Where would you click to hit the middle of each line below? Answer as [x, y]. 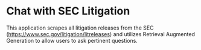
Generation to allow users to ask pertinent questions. [72, 40]
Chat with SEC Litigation [68, 11]
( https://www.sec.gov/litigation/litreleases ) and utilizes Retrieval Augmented [101, 34]
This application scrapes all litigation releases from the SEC [80, 28]
